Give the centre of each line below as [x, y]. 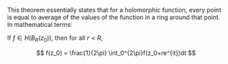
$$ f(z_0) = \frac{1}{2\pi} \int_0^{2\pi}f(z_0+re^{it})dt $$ [116, 53]
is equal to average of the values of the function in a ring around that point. [114, 17]
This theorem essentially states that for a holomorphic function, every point [114, 10]
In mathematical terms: [40, 24]
